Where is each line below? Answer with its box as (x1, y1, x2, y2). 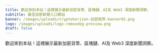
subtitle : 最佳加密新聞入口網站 (5, 12, 65, 17)
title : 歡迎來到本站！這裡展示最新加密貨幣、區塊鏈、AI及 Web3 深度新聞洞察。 (5, 7, 151, 12)
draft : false (5, 26, 33, 31)
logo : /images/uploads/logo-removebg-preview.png (5, 21, 111, 26)
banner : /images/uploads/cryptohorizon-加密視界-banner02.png (5, 16, 135, 21)
